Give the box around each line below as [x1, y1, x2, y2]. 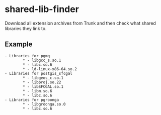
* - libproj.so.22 [23, 79, 61, 85]
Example [5, 40, 33, 49]
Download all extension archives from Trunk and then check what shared [5, 20, 156, 26]
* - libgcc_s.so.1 [23, 58, 61, 63]
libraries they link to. [5, 25, 47, 31]
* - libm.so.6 [23, 88, 52, 93]
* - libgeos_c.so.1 [23, 75, 64, 80]
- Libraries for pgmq [5, 53, 50, 58]
